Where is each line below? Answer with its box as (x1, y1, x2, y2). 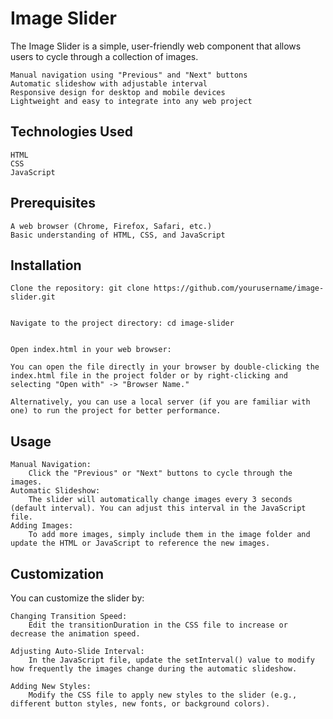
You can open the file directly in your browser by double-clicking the (10, 362, 320, 372)
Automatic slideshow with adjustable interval (10, 78, 208, 89)
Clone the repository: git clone (10, 283, 150, 294)
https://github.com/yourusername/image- (153, 283, 325, 294)
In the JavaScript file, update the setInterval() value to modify (28, 655, 315, 665)
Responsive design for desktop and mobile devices (10, 87, 226, 97)
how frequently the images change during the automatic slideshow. (10, 664, 298, 674)
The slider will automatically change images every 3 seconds (28, 495, 293, 505)
